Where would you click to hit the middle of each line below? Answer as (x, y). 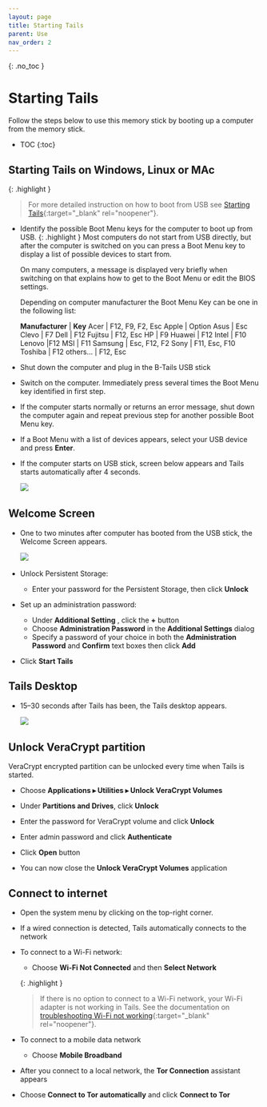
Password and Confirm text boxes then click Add (114, 646)
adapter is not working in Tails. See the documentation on (135, 1007)
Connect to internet (58, 893)
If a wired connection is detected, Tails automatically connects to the (133, 928)
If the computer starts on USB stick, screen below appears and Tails (132, 463)
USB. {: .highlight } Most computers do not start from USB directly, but (135, 237)
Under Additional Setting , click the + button (106, 620)
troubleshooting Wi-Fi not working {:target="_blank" (125, 1016)
